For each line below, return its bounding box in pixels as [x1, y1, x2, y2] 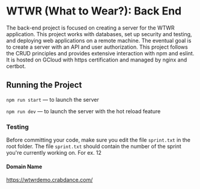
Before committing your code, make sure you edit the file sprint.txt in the [6, 137, 191, 144]
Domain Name [6, 163, 43, 170]
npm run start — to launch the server [6, 96, 99, 103]
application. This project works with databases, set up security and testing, [6, 30, 192, 37]
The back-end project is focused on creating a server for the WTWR [6, 24, 175, 31]
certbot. [6, 62, 26, 70]
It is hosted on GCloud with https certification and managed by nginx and [6, 56, 187, 63]
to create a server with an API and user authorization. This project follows [6, 43, 188, 51]
